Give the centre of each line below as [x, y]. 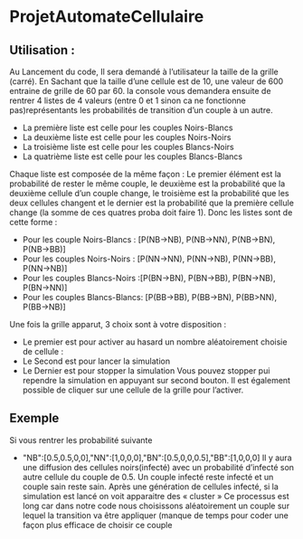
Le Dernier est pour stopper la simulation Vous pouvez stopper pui [146, 371]
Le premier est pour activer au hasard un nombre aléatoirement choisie [155, 342]
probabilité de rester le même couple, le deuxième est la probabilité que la [147, 184]
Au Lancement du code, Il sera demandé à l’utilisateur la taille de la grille [144, 71]
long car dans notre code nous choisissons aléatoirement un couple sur [156, 506]
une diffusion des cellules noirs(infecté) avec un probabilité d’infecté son [158, 467]
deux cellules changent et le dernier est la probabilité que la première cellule [151, 203]
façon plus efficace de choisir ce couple [97, 525]
